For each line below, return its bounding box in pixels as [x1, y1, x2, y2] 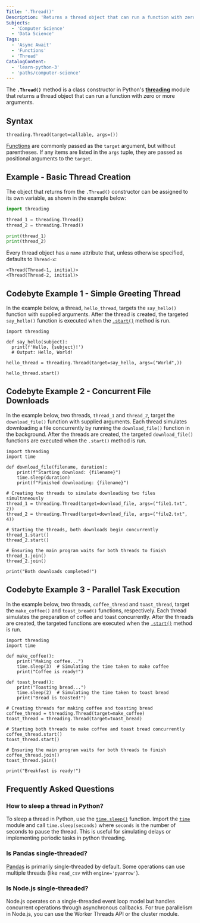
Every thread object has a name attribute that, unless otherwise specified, [6, 249, 185, 256]
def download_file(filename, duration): [6, 464, 108, 470]
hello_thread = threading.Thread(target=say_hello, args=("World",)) [6, 360, 183, 366]
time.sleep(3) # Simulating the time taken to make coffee [17, 663, 169, 670]
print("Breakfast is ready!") [6, 767, 82, 774]
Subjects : [6, 20, 31, 26]
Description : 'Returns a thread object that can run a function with [6, 14, 183, 20]
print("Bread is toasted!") [17, 695, 86, 701]
